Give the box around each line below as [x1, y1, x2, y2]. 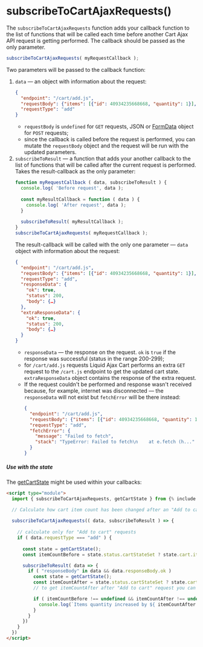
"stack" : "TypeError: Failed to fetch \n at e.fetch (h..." [35, 439, 195, 445]
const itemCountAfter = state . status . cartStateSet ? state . [33, 579, 188, 585]
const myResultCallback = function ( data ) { [21, 196, 140, 202]
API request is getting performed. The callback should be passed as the [6, 37, 185, 44]
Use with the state [6, 463, 53, 471]
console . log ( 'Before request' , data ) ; [21, 185, 124, 192]
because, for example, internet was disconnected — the [24, 387, 164, 394]
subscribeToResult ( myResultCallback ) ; [21, 219, 124, 225]
